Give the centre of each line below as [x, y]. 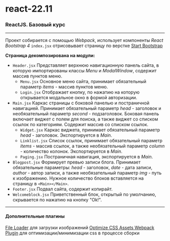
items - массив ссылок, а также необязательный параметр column [92, 146]
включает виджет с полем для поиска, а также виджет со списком [85, 119]
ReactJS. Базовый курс [35, 25]
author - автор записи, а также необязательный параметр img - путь [87, 173]
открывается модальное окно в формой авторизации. [79, 98]
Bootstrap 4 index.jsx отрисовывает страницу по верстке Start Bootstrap [84, 46]
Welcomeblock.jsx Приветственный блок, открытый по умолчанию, [84, 194]
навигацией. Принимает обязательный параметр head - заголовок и [87, 108]
